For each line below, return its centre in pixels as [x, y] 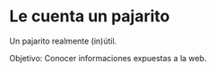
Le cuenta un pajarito [90, 16]
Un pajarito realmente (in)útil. [63, 41]
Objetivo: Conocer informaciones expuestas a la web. [108, 58]
